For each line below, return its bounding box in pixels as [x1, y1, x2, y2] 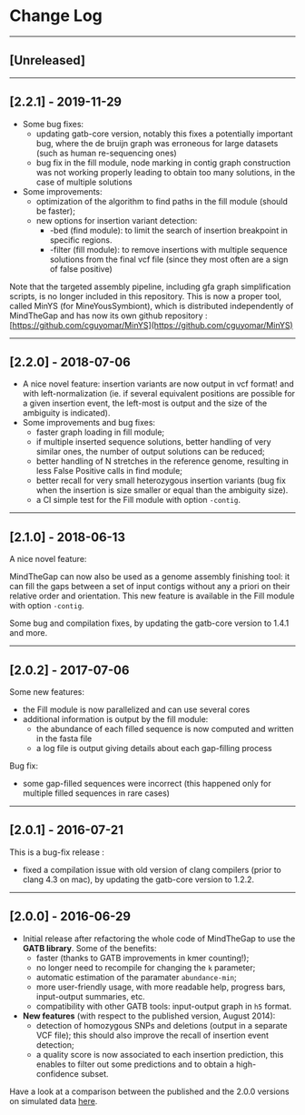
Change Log [9, 5, 103, 26]
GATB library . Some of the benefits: [22, 942, 157, 953]
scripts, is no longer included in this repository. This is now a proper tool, [9, 290, 282, 301]
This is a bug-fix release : [9, 847, 104, 858]
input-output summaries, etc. [35, 990, 145, 1001]
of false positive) [49, 263, 113, 274]
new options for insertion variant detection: [35, 215, 198, 226]
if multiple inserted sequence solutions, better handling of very [35, 437, 271, 447]
